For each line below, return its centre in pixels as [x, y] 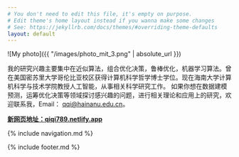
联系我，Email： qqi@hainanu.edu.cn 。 [71, 104]
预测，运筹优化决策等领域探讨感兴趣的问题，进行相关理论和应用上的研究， [116, 95]
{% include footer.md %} [44, 147]
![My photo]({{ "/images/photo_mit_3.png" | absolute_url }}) [94, 54]
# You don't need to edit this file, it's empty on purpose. [100, 14]
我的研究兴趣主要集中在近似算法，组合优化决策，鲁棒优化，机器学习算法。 [116, 69]
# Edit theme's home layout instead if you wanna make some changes [111, 21]
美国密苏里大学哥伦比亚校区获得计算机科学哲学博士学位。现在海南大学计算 [122, 77]
